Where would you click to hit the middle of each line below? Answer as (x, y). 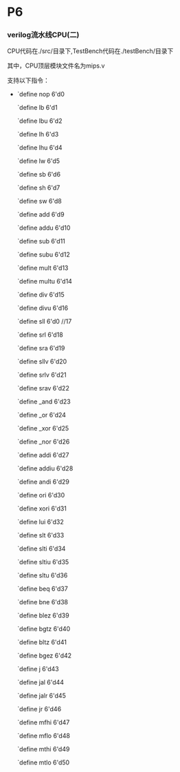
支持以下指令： (28, 81)
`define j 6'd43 (38, 669)
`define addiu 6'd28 (45, 468)
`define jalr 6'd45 (42, 696)
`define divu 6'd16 (43, 308)
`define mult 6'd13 (43, 268)
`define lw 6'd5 (38, 161)
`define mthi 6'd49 (43, 749)
